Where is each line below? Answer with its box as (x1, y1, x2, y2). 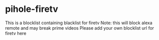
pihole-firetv (5, 3, 58, 15)
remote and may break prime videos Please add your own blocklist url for (5, 25, 155, 31)
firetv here (5, 30, 27, 36)
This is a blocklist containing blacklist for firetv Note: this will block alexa (5, 20, 153, 26)
